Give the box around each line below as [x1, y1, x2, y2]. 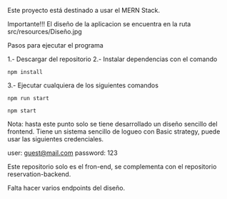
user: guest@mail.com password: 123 [7, 149, 118, 157]
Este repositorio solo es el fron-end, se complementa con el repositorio [7, 163, 217, 171]
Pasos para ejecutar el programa [7, 41, 104, 49]
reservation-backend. [7, 170, 71, 178]
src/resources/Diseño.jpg [7, 28, 82, 36]
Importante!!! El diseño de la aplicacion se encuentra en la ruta [7, 20, 191, 28]
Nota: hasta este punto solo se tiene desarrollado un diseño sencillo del [7, 120, 218, 128]
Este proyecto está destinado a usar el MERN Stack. [7, 6, 161, 14]
